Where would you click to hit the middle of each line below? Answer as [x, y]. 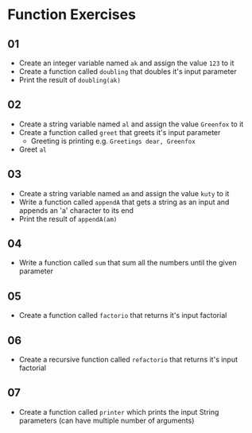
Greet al [33, 149]
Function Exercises [72, 15]
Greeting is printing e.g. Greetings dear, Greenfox [113, 141]
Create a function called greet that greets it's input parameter [120, 132]
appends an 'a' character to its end [76, 210]
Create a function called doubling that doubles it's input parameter [128, 72]
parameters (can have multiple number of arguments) [107, 420]
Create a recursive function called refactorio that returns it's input [128, 360]
